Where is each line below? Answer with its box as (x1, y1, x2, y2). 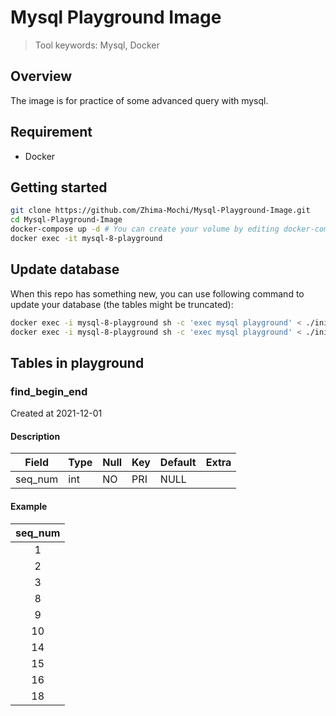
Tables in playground (10, 354, 145, 371)
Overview (10, 68, 73, 85)
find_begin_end (10, 384, 88, 398)
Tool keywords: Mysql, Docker (34, 39, 160, 51)
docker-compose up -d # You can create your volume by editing (10, 224, 280, 235)
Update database (10, 261, 120, 278)
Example (10, 500, 48, 512)
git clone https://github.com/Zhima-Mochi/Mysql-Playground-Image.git (10, 206, 311, 216)
